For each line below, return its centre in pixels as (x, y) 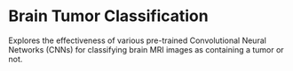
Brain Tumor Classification (109, 16)
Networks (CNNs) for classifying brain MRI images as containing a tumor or (146, 49)
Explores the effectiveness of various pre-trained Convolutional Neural (138, 40)
